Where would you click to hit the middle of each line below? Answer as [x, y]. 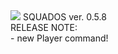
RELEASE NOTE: [44, 27]
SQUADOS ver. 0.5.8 [64, 17]
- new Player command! [59, 38]
